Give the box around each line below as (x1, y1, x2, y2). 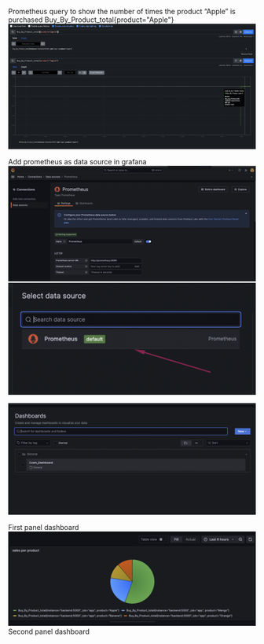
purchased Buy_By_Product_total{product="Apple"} (8, 15, 174, 24)
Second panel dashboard (8, 627, 90, 636)
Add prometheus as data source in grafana (8, 156, 147, 166)
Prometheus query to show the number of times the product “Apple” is (8, 7, 236, 16)
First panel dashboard (8, 522, 79, 532)
